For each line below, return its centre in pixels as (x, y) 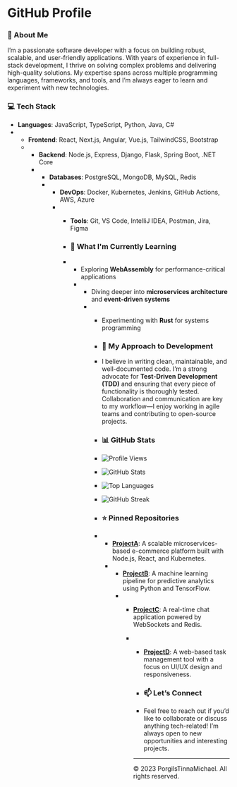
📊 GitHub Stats (129, 440)
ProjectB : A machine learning (165, 573)
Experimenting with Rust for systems (156, 321)
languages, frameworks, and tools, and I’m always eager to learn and (108, 80)
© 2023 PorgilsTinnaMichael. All (180, 769)
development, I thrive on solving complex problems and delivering (120, 66)
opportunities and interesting (186, 741)
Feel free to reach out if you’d (186, 711)
